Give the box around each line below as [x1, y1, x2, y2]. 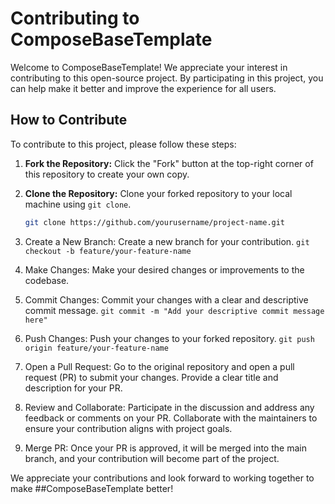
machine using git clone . [24, 198, 132, 210]
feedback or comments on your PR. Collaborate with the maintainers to [24, 412, 318, 424]
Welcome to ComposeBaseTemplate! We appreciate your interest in [10, 61, 288, 73]
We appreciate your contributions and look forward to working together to [10, 472, 315, 484]
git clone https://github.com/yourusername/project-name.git [24, 217, 286, 227]
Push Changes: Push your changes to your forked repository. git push [24, 332, 315, 344]
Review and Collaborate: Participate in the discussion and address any [24, 401, 315, 413]
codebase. [24, 274, 70, 286]
